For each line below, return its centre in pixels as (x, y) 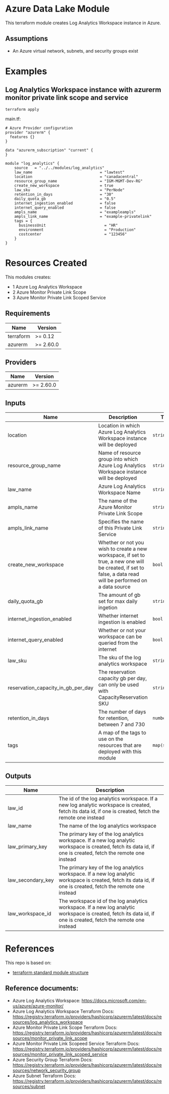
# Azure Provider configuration (39, 128)
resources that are (120, 745)
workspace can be (120, 637)
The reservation (117, 672)
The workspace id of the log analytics (103, 901)
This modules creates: (28, 277)
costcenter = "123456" (73, 234)
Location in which (119, 426)
